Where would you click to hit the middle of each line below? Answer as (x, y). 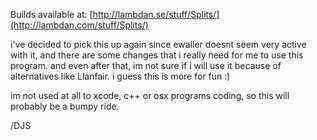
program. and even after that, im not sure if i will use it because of (146, 65)
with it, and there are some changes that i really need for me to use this (157, 55)
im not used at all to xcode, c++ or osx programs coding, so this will (150, 95)
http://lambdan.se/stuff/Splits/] (156, 14)
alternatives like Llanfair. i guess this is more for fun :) (120, 76)
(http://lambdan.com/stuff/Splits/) (79, 25)
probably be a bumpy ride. (65, 106)
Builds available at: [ (51, 14)
